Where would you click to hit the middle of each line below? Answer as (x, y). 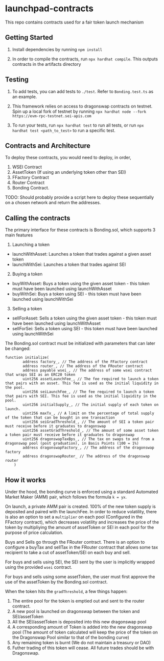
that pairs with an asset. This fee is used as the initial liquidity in (82, 383)
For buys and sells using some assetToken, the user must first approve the (80, 577)
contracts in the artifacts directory (47, 64)
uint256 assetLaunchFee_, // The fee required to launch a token (91, 379)
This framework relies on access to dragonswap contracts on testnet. (82, 106)
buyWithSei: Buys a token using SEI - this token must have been (77, 294)
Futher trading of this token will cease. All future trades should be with (83, 648)
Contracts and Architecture (48, 145)
